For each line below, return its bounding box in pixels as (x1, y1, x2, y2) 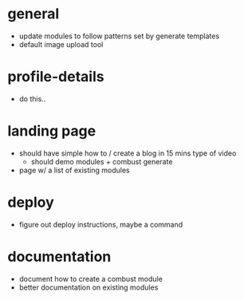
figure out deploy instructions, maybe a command (18, 219, 183, 229)
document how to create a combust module (18, 274, 163, 283)
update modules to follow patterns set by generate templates (18, 31, 220, 41)
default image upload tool (18, 39, 104, 49)
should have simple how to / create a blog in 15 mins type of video (18, 148, 237, 158)
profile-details (7, 68, 104, 86)
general (7, 5, 60, 23)
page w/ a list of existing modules (18, 165, 130, 175)
